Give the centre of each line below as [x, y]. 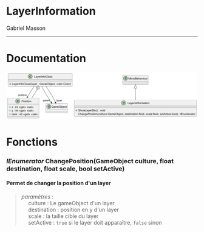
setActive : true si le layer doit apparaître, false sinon [95, 222]
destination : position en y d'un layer [74, 209]
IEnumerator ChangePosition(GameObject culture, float [90, 161]
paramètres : [37, 197]
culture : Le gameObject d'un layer [72, 203]
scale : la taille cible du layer [63, 216]
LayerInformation [51, 11]
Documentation [46, 58]
